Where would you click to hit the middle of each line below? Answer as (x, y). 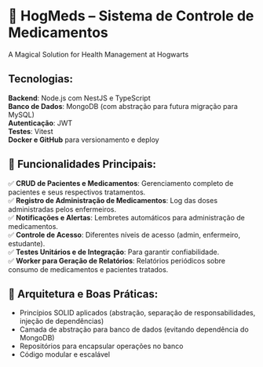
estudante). (27, 243)
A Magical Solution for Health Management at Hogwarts (99, 54)
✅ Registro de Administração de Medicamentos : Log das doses (113, 200)
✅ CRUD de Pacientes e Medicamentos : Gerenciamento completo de (121, 183)
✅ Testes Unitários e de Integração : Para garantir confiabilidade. (114, 252)
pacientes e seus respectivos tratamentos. (77, 192)
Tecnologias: (40, 79)
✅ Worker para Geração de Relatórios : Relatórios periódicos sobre (117, 260)
